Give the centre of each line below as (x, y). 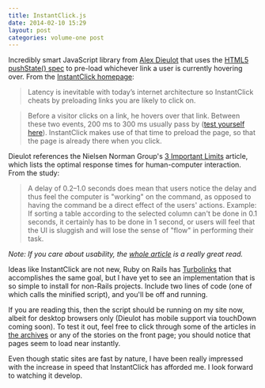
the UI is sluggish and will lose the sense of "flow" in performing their (140, 231)
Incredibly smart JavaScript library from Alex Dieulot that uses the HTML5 (129, 60)
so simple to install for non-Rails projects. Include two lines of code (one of (131, 286)
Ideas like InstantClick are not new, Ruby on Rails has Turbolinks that (120, 269)
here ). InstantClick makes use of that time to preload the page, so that (141, 133)
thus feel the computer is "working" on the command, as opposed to (139, 197)
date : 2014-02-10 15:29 (47, 23)
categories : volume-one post (56, 38)
